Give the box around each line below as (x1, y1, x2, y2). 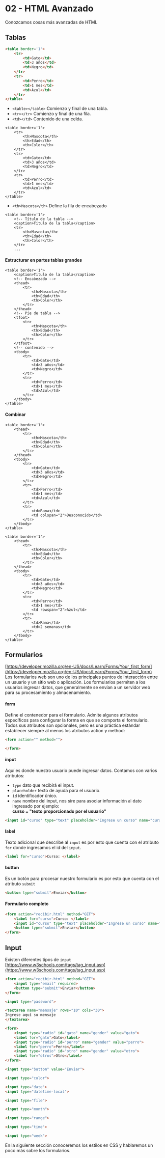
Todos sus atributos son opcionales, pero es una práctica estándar (5, 722, 140, 728)
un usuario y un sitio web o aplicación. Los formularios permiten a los (5, 679, 146, 685)
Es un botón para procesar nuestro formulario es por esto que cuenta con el (5, 875, 159, 882)
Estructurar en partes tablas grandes (5, 257, 82, 263)
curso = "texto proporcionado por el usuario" (12, 808, 107, 814)
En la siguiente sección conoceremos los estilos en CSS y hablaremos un (5, 1142, 153, 1148)
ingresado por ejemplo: (12, 803, 59, 809)
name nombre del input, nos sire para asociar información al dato (12, 798, 142, 803)
